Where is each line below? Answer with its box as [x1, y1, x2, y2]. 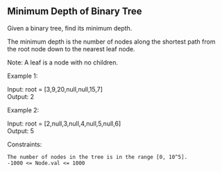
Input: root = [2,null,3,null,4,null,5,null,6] [7, 119, 121, 128]
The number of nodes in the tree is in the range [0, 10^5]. [7, 153, 188, 160]
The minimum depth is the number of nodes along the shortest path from [7, 37, 216, 46]
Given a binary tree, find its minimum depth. [7, 24, 133, 32]
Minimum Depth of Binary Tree [7, 6, 142, 17]
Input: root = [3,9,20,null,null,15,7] [7, 85, 103, 93]
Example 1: [7, 71, 38, 80]
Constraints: [7, 140, 42, 148]
